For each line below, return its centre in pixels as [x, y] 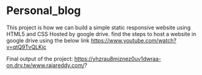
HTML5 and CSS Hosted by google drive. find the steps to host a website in [101, 34]
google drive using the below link [48, 40]
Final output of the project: [40, 59]
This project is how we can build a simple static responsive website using [99, 27]
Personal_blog [44, 11]
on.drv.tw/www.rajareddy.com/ [45, 65]
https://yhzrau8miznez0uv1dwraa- [118, 59]
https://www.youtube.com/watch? [134, 40]
